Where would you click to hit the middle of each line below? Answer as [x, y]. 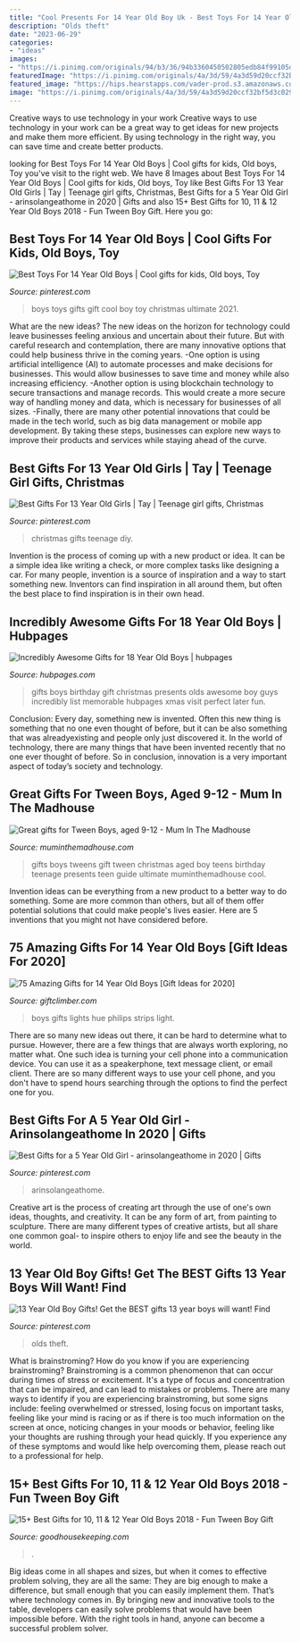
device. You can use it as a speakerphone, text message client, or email [141, 1063]
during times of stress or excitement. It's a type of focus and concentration [147, 1380]
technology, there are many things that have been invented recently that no [147, 747]
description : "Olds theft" [59, 26]
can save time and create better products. [86, 146]
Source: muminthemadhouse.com [71, 847]
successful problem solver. [59, 1628]
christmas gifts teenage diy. [82, 539]
